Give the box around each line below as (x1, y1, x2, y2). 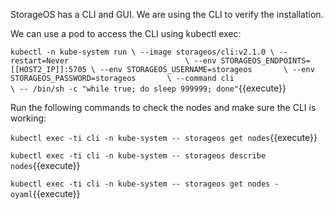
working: (10, 112, 47, 124)
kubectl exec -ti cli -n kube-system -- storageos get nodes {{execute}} (10, 132, 318, 143)
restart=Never (10, 56, 70, 66)
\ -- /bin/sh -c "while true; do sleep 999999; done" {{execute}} (10, 82, 287, 94)
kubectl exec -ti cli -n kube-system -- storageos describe (10, 151, 267, 161)
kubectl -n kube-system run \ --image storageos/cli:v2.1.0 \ (10, 47, 275, 57)
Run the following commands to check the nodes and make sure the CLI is (10, 102, 317, 113)
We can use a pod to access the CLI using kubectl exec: (10, 28, 242, 39)
